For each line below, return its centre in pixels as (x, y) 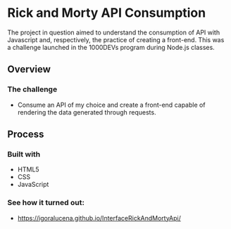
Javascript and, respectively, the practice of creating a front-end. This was (116, 39)
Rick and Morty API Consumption (107, 13)
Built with (24, 154)
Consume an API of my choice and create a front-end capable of (111, 105)
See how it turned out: (46, 203)
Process (26, 135)
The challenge (32, 89)
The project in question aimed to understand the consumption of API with (114, 32)
